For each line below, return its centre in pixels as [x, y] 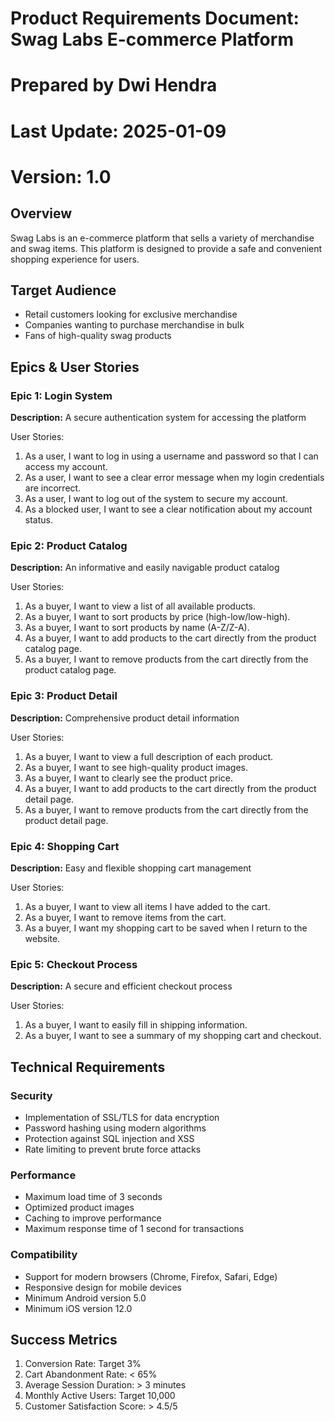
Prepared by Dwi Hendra [114, 85]
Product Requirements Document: [155, 18]
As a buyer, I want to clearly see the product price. [128, 778]
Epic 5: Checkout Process [74, 964]
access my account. [66, 467]
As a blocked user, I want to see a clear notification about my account [168, 509]
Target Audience [63, 290]
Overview [41, 213]
